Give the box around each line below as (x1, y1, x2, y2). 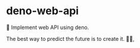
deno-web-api (6, 4, 79, 18)
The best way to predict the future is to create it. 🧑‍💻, (6, 35, 135, 42)
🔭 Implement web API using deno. (6, 24, 89, 31)
